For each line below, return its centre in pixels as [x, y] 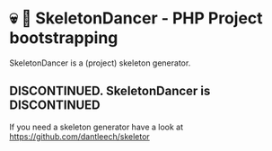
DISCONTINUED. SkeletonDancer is [110, 91]
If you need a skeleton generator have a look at [97, 127]
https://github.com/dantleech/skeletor [79, 136]
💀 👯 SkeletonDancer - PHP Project [136, 18]
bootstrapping [64, 38]
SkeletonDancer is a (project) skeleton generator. [100, 63]
